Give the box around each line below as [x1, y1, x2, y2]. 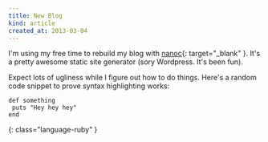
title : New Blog [8, 11, 63, 20]
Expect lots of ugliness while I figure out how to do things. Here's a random [8, 73, 257, 83]
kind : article [8, 19, 56, 27]
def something [8, 97, 56, 105]
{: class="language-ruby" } [8, 125, 98, 135]
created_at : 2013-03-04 [8, 26, 88, 34]
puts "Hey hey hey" [11, 103, 78, 112]
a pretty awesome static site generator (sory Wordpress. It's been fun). [8, 57, 243, 67]
